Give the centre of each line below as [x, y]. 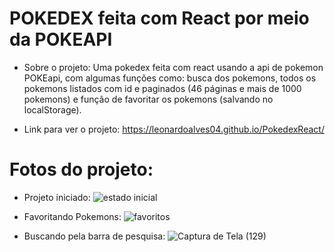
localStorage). [52, 109]
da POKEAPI [61, 39]
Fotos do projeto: [81, 169]
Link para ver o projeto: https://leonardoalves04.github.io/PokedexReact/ [174, 129]
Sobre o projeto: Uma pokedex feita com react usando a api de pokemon [173, 67]
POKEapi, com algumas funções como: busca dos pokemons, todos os [170, 78]
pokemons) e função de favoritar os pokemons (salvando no [148, 99]
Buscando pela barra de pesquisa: [94, 236]
